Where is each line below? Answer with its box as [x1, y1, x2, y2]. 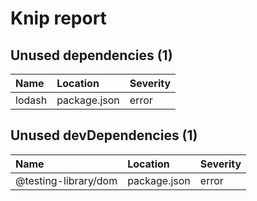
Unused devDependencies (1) [10, 127, 198, 144]
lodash [15, 93, 48, 107]
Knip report [10, 7, 107, 30]
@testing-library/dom [15, 173, 118, 187]
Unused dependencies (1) [10, 47, 173, 64]
